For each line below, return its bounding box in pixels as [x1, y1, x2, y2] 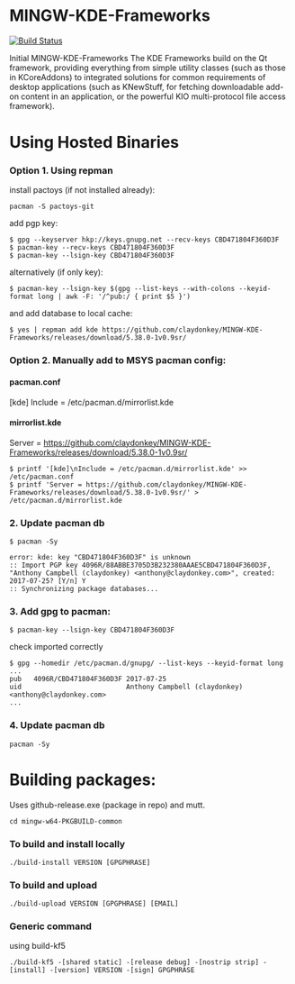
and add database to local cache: [9, 308, 133, 319]
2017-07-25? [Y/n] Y [9, 577, 87, 586]
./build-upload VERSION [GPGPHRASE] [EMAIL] [9, 899, 179, 908]
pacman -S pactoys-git [9, 202, 94, 212]
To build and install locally [9, 837, 126, 850]
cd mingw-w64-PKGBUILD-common [9, 816, 123, 825]
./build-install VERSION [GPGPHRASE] [9, 858, 151, 867]
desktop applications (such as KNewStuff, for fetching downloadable [9, 81, 264, 92]
